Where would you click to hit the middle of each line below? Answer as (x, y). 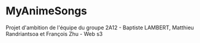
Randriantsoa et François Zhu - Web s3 (54, 33)
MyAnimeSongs (46, 11)
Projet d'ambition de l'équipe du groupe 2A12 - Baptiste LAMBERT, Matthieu (100, 27)
